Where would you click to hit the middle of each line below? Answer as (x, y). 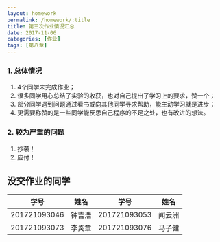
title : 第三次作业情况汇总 (41, 26)
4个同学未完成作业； (46, 87)
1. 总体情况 (25, 71)
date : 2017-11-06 (32, 33)
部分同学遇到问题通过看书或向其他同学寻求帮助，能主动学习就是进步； (116, 104)
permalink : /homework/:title (49, 20)
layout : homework (32, 13)
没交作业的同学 (39, 180)
